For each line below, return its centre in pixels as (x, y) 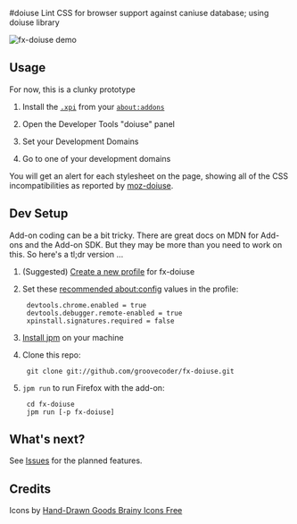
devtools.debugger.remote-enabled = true (104, 313)
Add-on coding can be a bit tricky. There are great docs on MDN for (134, 235)
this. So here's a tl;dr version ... (66, 254)
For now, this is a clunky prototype (72, 89)
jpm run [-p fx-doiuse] (70, 412)
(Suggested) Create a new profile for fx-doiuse (108, 271)
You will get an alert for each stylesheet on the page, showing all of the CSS (148, 176)
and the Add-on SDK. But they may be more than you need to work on (153, 244)
